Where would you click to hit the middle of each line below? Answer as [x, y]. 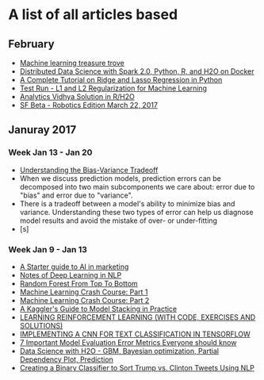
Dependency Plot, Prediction [66, 359]
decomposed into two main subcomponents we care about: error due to [137, 186]
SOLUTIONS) [41, 325]
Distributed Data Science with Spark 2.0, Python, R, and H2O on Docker [137, 71]
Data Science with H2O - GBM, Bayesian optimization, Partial [119, 351]
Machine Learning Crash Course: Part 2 [84, 300]
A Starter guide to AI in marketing [74, 267]
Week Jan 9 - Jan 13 [48, 249]
